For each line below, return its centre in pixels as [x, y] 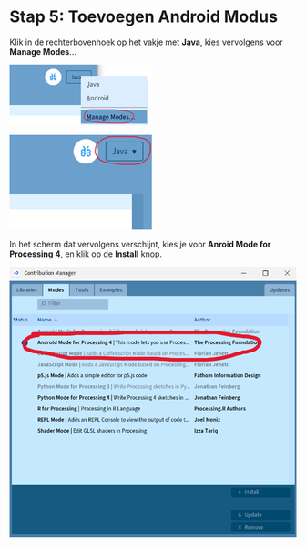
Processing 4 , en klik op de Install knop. [86, 254]
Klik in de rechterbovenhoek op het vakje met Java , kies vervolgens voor [147, 42]
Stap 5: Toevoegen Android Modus [143, 17]
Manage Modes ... [43, 51]
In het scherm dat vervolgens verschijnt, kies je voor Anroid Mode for [140, 244]
